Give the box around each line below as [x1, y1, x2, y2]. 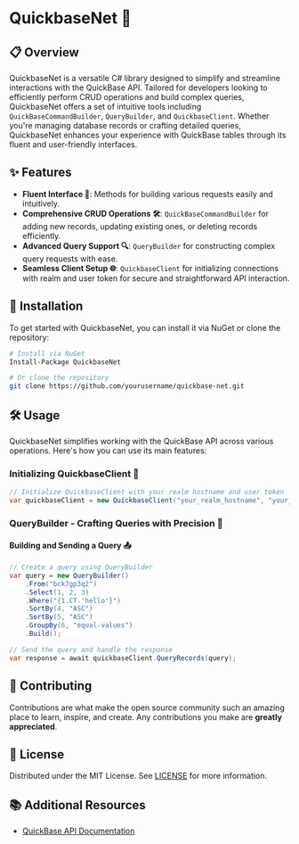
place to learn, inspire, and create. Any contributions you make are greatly [9, 711, 283, 722]
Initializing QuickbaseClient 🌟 [9, 468, 140, 480]
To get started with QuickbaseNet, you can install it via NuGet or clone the [9, 322, 281, 333]
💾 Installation [9, 299, 84, 314]
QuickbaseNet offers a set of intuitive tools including [9, 102, 202, 112]
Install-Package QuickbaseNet [9, 357, 122, 367]
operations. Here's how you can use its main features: [9, 445, 207, 456]
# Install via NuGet [9, 349, 86, 358]
